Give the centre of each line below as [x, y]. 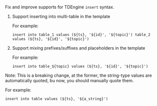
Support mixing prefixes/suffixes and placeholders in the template [78, 48]
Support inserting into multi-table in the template [61, 16]
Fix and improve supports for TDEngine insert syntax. [60, 7]
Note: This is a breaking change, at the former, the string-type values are [78, 75]
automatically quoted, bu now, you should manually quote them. [69, 80]
